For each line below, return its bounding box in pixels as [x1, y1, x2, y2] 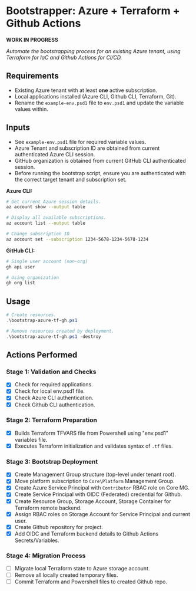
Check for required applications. [14, 381, 93, 388]
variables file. [14, 436, 48, 443]
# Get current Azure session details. [6, 199, 101, 205]
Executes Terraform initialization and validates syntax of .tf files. [14, 442, 173, 449]
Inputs [6, 123, 31, 133]
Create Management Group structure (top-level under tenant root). [14, 471, 177, 478]
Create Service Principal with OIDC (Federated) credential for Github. [14, 491, 182, 498]
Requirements [6, 71, 59, 81]
